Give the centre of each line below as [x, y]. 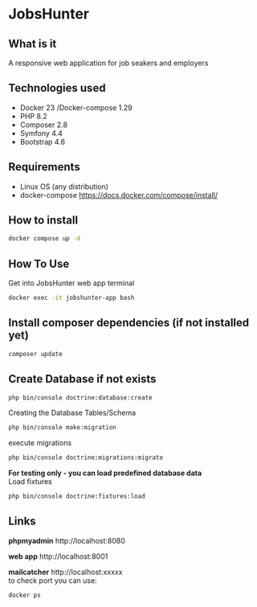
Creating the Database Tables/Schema [72, 413]
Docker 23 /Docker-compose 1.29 [76, 107]
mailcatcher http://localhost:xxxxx [65, 572]
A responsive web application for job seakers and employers [108, 63]
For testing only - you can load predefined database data [105, 473]
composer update [35, 354]
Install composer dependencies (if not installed [129, 323]
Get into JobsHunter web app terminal [71, 283]
